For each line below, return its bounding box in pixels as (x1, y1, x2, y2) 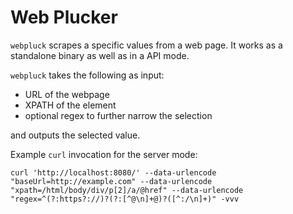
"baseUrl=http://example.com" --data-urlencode (10, 176, 213, 186)
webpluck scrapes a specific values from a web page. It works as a (10, 39, 283, 51)
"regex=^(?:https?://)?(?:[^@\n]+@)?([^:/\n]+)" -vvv (10, 194, 240, 204)
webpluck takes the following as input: (10, 69, 165, 81)
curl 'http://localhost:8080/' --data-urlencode (10, 167, 217, 178)
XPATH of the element (24, 99, 117, 111)
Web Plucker (10, 6, 118, 29)
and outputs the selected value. (10, 129, 141, 141)
